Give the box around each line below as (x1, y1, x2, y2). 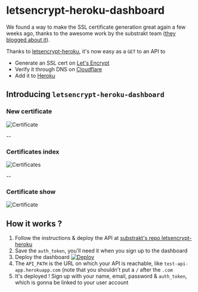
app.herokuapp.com (14, 267, 61, 273)
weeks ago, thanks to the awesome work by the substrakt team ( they (6, 29, 176, 36)
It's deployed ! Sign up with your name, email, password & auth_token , (14, 273, 187, 280)
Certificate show (6, 187, 56, 196)
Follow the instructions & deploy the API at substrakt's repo (14, 235, 160, 242)
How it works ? (6, 218, 63, 229)
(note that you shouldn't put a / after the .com (61, 266, 173, 273)
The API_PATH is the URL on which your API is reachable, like (14, 260, 163, 267)
